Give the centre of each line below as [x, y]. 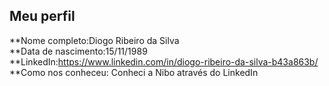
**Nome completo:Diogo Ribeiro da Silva [94, 40]
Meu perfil [42, 16]
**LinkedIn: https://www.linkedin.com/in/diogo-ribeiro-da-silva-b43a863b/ [164, 61]
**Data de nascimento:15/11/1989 [78, 51]
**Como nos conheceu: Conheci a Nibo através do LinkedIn [134, 72]
